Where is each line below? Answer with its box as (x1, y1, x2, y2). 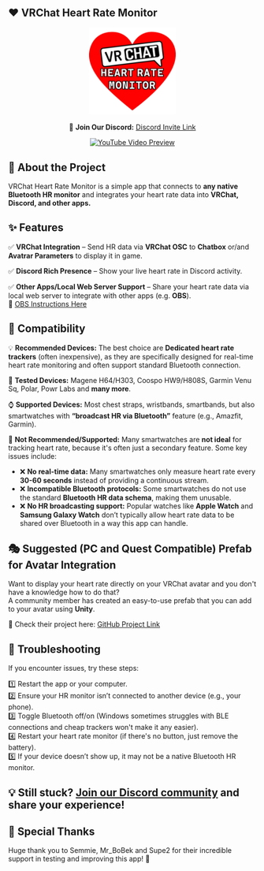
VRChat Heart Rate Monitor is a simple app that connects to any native (8, 181, 239, 192)
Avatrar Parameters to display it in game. (8, 251, 143, 260)
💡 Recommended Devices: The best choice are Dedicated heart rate (8, 343, 235, 352)
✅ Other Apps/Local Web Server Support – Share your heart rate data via (8, 281, 250, 291)
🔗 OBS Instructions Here (8, 299, 87, 308)
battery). (8, 743, 37, 752)
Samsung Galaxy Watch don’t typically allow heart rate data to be (19, 510, 235, 519)
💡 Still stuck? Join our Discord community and (8, 786, 240, 799)
